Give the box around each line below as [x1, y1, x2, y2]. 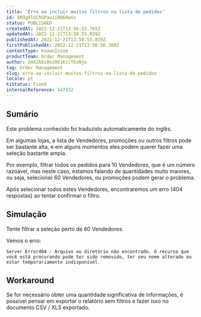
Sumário [6, 109, 39, 119]
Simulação [6, 210, 47, 220]
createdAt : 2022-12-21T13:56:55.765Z [6, 25, 101, 32]
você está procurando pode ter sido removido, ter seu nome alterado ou [6, 253, 192, 260]
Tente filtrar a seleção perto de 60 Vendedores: [6, 225, 124, 232]
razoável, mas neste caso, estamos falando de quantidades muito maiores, [6, 168, 191, 175]
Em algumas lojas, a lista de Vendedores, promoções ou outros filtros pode [6, 136, 192, 144]
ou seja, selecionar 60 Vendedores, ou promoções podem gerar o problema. [6, 174, 196, 181]
